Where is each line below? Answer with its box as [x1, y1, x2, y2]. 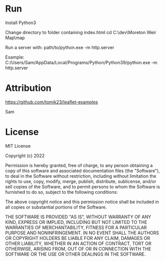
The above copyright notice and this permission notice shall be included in [5, 199, 159, 205]
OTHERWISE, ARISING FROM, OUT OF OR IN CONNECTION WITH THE [5, 245, 151, 251]
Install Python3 [5, 20, 36, 26]
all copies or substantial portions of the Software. [5, 204, 107, 210]
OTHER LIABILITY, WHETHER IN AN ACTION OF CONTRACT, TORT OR [5, 240, 151, 246]
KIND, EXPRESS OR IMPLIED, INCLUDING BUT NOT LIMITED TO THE [5, 219, 147, 225]
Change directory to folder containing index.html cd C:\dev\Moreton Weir [5, 29, 156, 35]
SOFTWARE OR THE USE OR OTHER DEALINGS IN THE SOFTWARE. [5, 251, 146, 257]
